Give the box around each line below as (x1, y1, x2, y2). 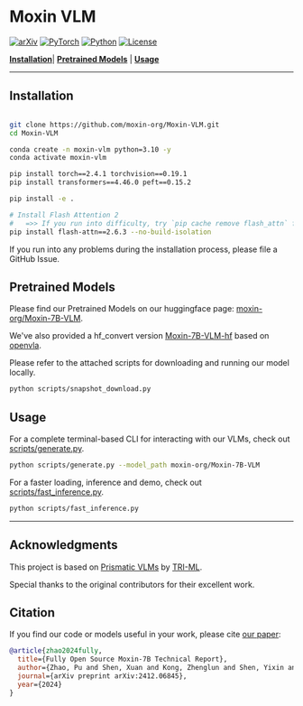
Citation (9, 605, 56, 620)
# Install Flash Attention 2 (9, 210, 119, 219)
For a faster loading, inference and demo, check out (9, 477, 203, 488)
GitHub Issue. (9, 253, 60, 264)
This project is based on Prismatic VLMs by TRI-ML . (9, 562, 203, 572)
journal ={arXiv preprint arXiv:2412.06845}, (17, 672, 188, 681)
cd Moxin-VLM (9, 128, 59, 137)
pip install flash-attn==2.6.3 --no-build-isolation (9, 228, 212, 237)
